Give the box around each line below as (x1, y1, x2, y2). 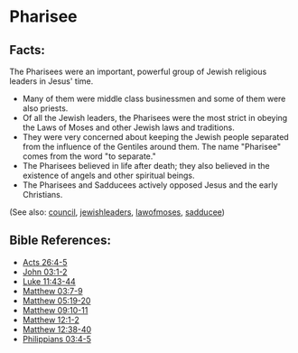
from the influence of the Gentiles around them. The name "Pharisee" (22, 142, 282, 152)
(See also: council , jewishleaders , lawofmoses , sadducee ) (9, 207, 226, 218)
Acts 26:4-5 (22, 256, 68, 267)
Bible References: (9, 233, 111, 248)
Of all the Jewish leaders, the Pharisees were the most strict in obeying (22, 113, 288, 123)
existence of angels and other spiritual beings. (22, 170, 196, 181)
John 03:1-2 (22, 266, 68, 277)
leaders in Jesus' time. (9, 76, 94, 87)
